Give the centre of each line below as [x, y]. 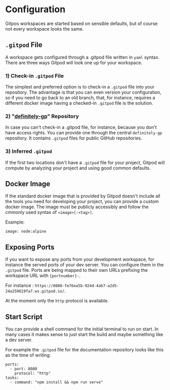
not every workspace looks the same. [44, 29]
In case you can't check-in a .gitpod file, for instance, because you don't [81, 127]
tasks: [12, 378]
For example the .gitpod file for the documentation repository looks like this [84, 350]
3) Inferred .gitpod [29, 151]
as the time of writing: [28, 355]
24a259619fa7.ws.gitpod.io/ [35, 291]
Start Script [24, 317]
